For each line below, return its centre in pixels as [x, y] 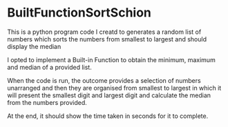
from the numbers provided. [47, 102]
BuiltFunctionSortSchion [79, 13]
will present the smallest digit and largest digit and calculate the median [109, 95]
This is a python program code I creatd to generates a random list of [104, 32]
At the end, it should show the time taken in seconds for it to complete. [108, 116]
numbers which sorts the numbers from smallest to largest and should [107, 39]
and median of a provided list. [49, 67]
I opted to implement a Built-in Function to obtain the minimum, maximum [111, 59]
